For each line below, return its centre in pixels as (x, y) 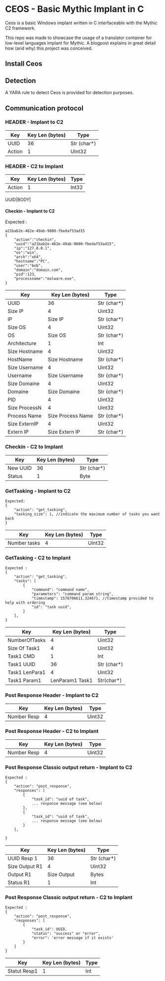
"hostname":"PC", (32, 261)
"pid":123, (25, 274)
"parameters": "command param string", (72, 594)
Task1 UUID (21, 665)
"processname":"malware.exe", (45, 279)
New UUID (20, 468)
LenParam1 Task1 (71, 680)
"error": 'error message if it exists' (72, 938)
